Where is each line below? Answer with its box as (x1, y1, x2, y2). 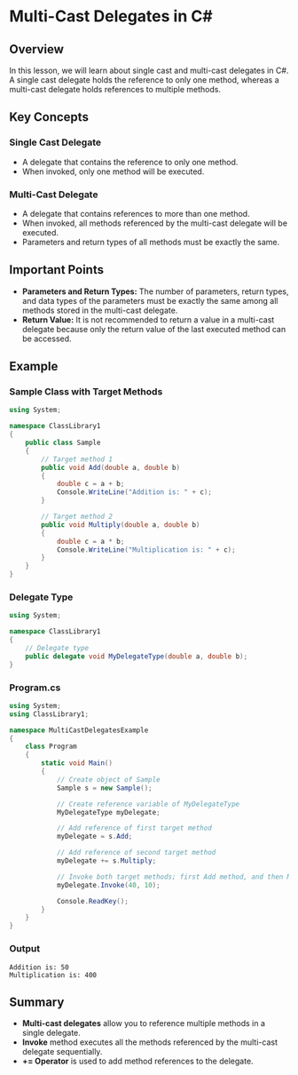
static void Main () (41, 759, 114, 768)
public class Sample (25, 438, 101, 448)
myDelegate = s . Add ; (56, 832, 133, 841)
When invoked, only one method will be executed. (21, 166, 205, 177)
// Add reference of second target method (56, 848, 216, 857)
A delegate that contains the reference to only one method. (21, 156, 239, 167)
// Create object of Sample (56, 775, 161, 784)
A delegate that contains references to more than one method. (21, 208, 250, 219)
